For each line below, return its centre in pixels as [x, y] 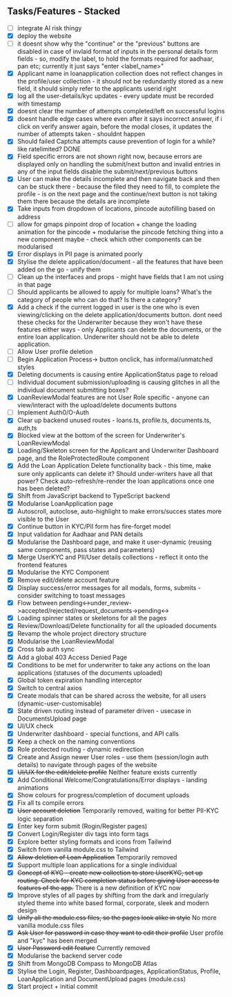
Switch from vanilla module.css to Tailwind [78, 849]
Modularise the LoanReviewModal [65, 641]
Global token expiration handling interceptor [80, 680]
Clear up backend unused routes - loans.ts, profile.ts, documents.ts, [114, 420]
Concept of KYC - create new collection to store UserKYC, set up [110, 873]
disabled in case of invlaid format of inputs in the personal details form [117, 51]
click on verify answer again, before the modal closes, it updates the [114, 126]
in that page [34, 284]
